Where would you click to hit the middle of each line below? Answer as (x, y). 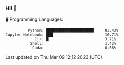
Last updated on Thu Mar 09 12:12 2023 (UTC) (54, 57)
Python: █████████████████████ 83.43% (73, 30)
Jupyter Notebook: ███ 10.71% (62, 35)
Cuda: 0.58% (74, 48)
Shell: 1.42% (73, 44)
